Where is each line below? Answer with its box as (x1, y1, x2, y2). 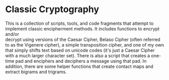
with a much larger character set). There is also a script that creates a (5, 52, 150, 59)
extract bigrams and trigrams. (5, 68, 67, 74)
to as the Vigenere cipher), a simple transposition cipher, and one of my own (5, 42, 164, 48)
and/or (5, 31, 19, 37)
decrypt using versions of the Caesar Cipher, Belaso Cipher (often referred (5, 36, 160, 43)
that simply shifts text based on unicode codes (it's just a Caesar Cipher (5, 47, 155, 53)
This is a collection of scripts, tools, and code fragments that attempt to (5, 20, 154, 26)
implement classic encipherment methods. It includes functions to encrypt (5, 25, 160, 31)
